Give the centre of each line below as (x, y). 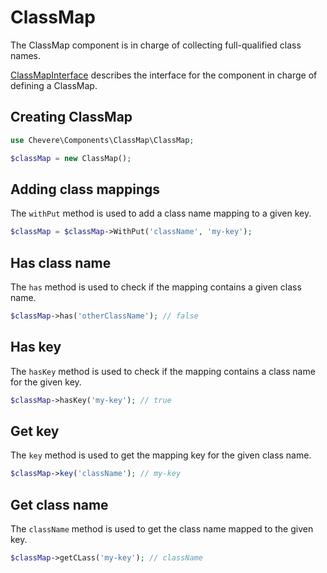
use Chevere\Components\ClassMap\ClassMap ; (102, 140)
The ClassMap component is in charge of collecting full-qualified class (156, 45)
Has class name (61, 262)
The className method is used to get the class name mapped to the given (162, 529)
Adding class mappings (85, 189)
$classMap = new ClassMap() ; (71, 158)
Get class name (59, 504)
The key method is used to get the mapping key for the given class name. (161, 455)
